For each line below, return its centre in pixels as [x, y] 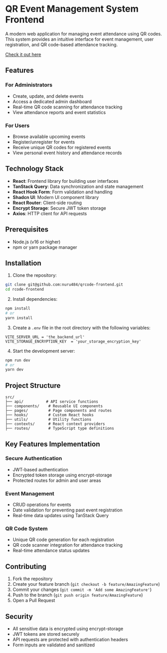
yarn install [19, 318]
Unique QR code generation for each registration [64, 540]
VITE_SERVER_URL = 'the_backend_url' [45, 337]
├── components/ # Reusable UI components [54, 406]
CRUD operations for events [42, 505]
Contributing [26, 566]
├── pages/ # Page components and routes [59, 411]
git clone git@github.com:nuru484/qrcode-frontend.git [64, 285]
